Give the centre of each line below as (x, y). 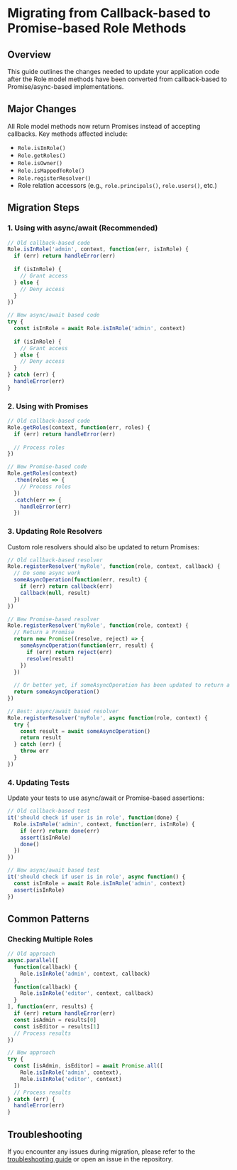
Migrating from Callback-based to (109, 13)
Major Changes (42, 109)
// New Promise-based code (47, 467)
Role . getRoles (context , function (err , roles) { (79, 427)
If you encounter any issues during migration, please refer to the (101, 1151)
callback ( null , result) (55, 593)
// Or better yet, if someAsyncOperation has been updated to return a (122, 685)
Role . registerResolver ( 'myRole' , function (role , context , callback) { (114, 566)
